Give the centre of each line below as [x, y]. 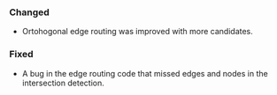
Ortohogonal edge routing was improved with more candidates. [138, 32]
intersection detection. [63, 83]
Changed [30, 12]
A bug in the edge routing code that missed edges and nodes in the [145, 73]
